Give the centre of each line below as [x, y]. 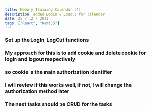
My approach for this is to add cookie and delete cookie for [75, 53]
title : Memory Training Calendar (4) [43, 9]
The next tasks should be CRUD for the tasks [59, 104]
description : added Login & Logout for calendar [55, 14]
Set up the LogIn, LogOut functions [47, 40]
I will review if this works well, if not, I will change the [68, 85]
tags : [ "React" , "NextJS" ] [32, 23]
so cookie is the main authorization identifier [59, 72]
